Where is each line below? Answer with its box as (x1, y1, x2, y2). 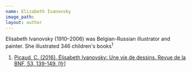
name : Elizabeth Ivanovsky (5, 8, 71, 15)
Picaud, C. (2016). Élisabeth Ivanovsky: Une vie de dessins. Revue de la (13, 54, 186, 61)
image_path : (5, 14, 34, 20)
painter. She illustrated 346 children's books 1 (5, 41, 114, 50)
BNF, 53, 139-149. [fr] (13, 60, 66, 67)
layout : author (5, 19, 43, 25)
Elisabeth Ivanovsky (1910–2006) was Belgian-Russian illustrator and (5, 36, 170, 43)
